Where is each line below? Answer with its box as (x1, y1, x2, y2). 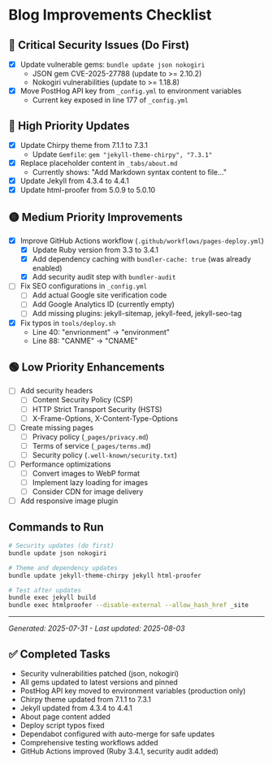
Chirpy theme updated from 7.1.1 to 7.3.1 (19, 694, 152, 704)
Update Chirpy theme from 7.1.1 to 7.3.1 (19, 140, 149, 150)
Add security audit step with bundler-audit (32, 272, 176, 282)
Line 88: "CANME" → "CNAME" (32, 336, 138, 345)
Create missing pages (19, 423, 94, 432)
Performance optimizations (19, 459, 111, 469)
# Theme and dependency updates (8, 563, 118, 572)
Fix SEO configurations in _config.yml (19, 281, 148, 291)
